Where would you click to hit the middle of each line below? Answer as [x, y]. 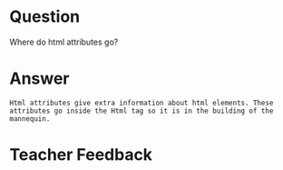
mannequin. [30, 119]
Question [44, 17]
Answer [39, 79]
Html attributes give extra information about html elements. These [141, 103]
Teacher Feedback [81, 155]
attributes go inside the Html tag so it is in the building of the [141, 111]
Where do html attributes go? [64, 42]
